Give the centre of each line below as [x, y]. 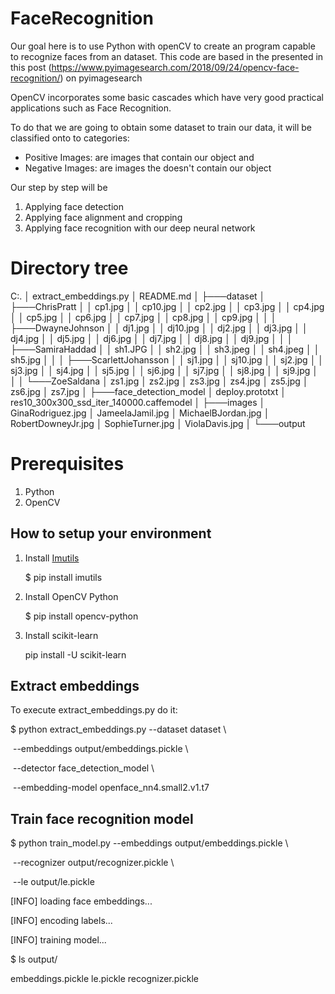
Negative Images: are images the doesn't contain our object [148, 168]
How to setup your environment [111, 533]
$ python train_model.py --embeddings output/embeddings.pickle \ [149, 843]
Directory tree [69, 268]
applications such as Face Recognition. [91, 108]
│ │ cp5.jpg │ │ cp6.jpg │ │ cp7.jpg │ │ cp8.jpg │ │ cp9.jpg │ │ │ [143, 317]
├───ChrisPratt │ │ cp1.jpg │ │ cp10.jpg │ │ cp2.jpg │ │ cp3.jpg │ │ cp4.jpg [167, 306]
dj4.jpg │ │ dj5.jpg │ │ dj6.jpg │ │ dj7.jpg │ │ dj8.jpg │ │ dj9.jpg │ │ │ [151, 338]
